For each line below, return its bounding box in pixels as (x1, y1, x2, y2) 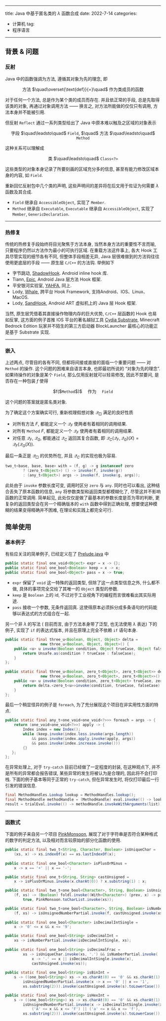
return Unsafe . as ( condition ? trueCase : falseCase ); (23, 651, 136, 656)
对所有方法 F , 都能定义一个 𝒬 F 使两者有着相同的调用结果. (12, 421, 127, 428)
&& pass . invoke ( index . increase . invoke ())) (31, 741, 121, 746)
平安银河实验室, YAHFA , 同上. (12, 282, 72, 288)
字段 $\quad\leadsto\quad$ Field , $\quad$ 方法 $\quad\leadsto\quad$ (10, 130, 156, 136)
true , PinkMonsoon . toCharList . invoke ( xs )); (23, 897, 114, 902)
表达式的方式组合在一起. (21, 611, 70, 616)
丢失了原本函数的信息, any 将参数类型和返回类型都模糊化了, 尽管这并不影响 (9, 488, 161, 494)
